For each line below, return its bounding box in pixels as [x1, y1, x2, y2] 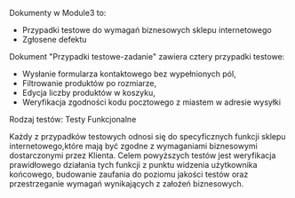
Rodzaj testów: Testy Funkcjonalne [9, 115, 137, 124]
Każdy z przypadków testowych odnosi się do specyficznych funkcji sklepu [9, 131, 286, 141]
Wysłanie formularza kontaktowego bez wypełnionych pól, [21, 68, 237, 79]
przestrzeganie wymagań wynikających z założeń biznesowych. [9, 178, 244, 189]
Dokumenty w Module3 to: [9, 8, 107, 18]
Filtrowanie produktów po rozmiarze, [21, 78, 157, 88]
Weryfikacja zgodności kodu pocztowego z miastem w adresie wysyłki [21, 97, 282, 107]
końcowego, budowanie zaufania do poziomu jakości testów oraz [9, 169, 249, 179]
